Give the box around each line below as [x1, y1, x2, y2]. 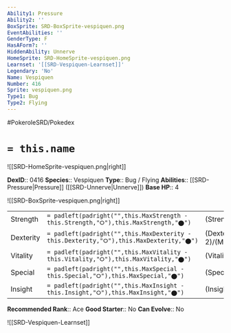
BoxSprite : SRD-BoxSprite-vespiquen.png [7, 23, 125, 30]
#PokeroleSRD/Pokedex [7, 118, 75, 126]
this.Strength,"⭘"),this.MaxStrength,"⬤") [47, 218, 192, 227]
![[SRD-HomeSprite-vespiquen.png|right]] [7, 162, 126, 170]
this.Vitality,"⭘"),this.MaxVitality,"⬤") [47, 255, 192, 263]
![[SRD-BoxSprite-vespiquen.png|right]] [7, 196, 120, 205]
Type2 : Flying [7, 100, 48, 106]
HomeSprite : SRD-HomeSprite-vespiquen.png [7, 55, 131, 62]
